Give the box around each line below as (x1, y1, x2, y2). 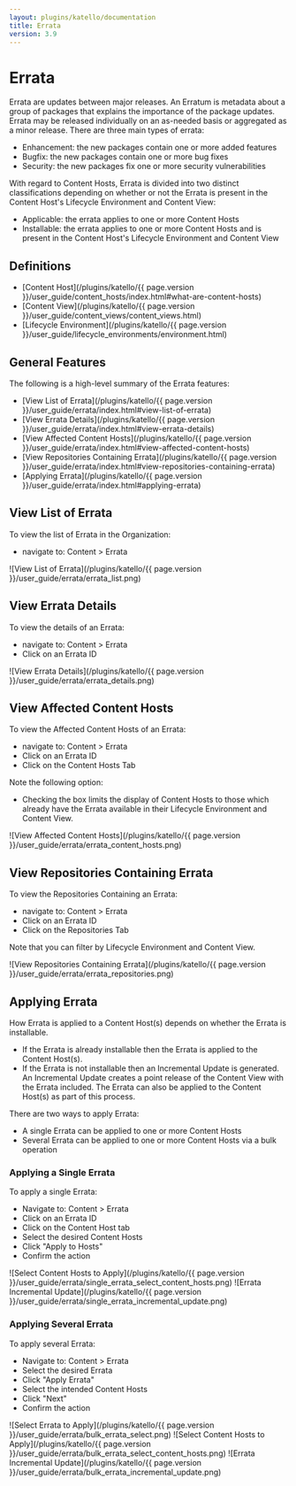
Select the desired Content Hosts (21, 1232, 143, 1243)
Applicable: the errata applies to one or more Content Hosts (21, 214, 240, 225)
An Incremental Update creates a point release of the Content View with (21, 1073, 285, 1082)
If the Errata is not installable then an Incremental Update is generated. (21, 1063, 280, 1074)
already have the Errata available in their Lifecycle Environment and (21, 804, 268, 814)
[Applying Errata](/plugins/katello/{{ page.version (21, 470, 203, 481)
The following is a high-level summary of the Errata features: (9, 378, 230, 389)
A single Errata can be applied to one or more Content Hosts (21, 1126, 242, 1136)
